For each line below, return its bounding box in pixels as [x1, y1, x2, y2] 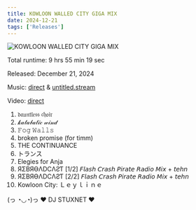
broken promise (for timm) [17, 134, 93, 142]
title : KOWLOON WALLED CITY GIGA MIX [7, 10, 118, 17]
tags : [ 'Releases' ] [7, 23, 64, 30]
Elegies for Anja [17, 157, 63, 166]
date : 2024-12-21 [7, 17, 58, 24]
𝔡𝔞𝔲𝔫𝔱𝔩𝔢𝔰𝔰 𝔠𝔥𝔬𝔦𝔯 [17, 110, 52, 119]
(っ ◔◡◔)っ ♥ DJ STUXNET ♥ [7, 195, 95, 204]
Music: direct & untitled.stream [7, 83, 96, 92]
